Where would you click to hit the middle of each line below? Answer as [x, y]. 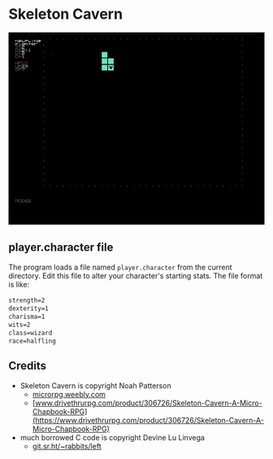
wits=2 [19, 325]
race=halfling [32, 341]
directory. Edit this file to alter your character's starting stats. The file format [136, 275]
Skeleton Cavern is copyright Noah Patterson [96, 385]
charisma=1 [27, 317]
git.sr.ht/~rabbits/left [67, 446]
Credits [28, 366]
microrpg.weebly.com [69, 394]
